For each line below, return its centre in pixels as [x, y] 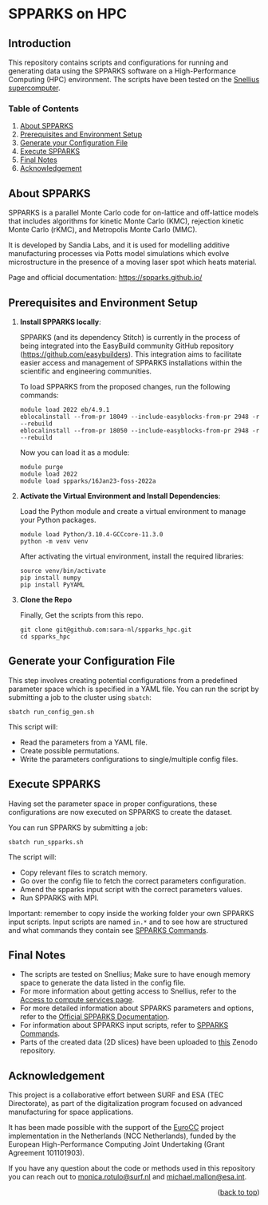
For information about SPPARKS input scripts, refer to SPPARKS [124, 1025]
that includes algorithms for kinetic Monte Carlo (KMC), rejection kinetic [126, 221]
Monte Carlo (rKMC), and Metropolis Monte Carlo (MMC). [103, 230]
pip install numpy [50, 578]
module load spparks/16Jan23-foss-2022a [88, 481]
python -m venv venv [54, 541]
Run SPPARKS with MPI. [59, 898]
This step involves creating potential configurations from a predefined [123, 680]
